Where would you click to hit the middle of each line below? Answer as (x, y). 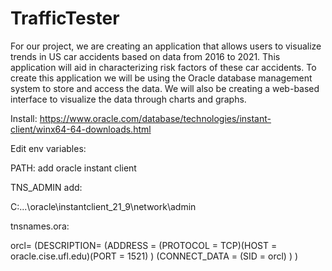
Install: (24, 118)
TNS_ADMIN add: (46, 187)
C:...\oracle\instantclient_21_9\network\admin (103, 206)
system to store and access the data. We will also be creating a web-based (165, 88)
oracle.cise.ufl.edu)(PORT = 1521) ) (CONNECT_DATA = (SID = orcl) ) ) (154, 256)
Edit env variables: (48, 148)
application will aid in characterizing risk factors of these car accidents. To (163, 67)
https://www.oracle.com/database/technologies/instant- (155, 118)
